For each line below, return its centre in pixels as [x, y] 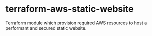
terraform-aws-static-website [69, 9]
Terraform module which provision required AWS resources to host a [76, 23]
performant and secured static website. [46, 28]
